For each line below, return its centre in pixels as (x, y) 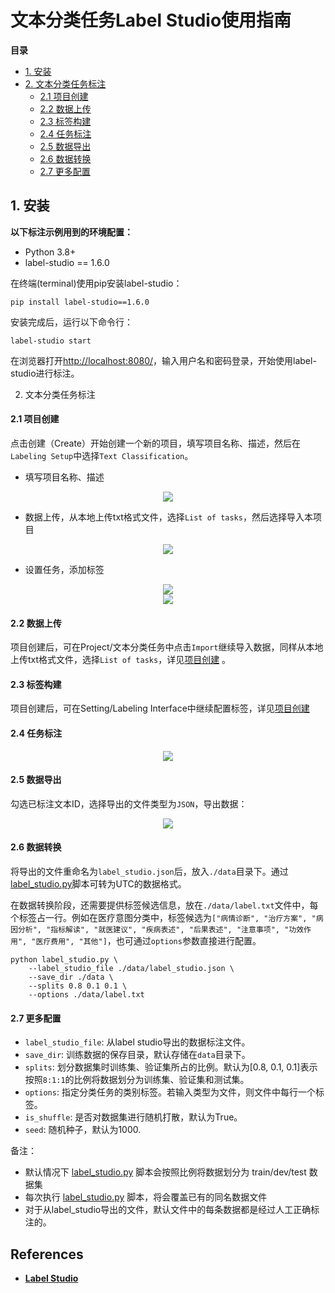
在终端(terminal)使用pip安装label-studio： (96, 283)
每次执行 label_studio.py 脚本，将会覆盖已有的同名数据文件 (146, 1197)
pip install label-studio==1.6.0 (80, 302)
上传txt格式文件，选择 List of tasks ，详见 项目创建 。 (121, 660)
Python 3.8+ (50, 252)
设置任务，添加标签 (64, 569)
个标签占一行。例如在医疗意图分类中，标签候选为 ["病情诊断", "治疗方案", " (163, 917)
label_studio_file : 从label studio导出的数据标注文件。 (137, 1042)
